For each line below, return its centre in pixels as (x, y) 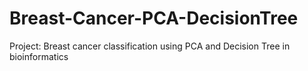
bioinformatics (39, 56)
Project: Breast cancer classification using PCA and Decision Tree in (150, 46)
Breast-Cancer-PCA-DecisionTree (154, 18)
